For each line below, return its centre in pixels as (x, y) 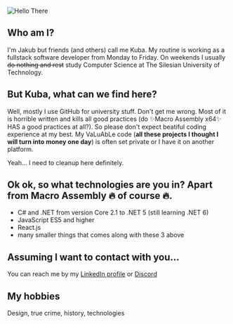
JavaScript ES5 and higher (56, 220)
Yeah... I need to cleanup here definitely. (66, 162)
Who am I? (31, 33)
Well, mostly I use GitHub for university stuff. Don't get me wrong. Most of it (117, 111)
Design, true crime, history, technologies (66, 313)
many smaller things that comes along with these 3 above (101, 235)
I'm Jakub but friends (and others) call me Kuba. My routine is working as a (116, 50)
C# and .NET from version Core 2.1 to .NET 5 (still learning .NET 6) (113, 213)
